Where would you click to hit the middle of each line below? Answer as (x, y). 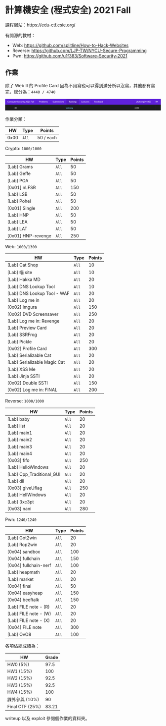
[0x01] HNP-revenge (29, 235)
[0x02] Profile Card (27, 348)
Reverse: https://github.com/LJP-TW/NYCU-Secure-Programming (80, 51)
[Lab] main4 (20, 453)
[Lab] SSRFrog (22, 335)
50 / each (47, 137)
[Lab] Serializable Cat (29, 355)
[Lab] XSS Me (21, 369)
